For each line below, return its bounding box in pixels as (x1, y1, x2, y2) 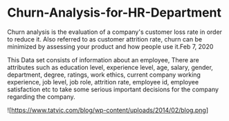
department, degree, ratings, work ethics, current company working (7, 71, 201, 79)
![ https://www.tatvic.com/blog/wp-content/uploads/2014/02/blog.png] (7, 106, 209, 114)
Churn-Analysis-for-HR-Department (7, 5, 221, 21)
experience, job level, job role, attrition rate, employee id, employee (7, 77, 199, 86)
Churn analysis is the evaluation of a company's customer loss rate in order (7, 28, 223, 36)
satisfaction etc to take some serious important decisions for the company (7, 85, 219, 93)
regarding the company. (7, 92, 75, 101)
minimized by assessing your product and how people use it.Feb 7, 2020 (7, 42, 214, 50)
